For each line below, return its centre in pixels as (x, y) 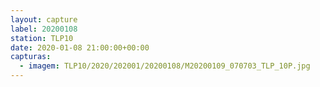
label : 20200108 (44, 29)
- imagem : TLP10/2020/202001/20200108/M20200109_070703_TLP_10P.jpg (165, 66)
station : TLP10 (42, 38)
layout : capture (44, 19)
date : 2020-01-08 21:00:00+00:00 (80, 47)
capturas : (31, 57)
